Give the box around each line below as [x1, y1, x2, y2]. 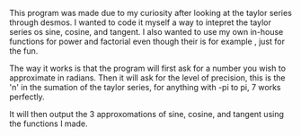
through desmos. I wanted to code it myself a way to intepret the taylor [9, 17, 271, 28]
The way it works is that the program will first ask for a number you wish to [9, 63, 286, 73]
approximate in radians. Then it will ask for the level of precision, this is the [9, 72, 286, 83]
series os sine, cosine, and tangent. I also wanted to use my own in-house [9, 27, 284, 37]
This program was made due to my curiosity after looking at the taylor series [9, 8, 292, 18]
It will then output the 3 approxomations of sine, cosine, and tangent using [9, 109, 285, 119]
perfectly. [9, 91, 45, 102]
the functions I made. [9, 118, 88, 129]
